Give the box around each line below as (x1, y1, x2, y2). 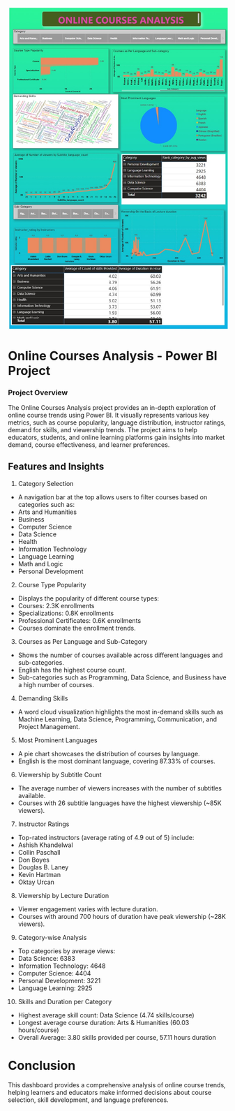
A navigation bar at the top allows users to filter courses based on (17, 492, 208, 501)
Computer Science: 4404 (17, 969, 91, 977)
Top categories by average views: (17, 946, 116, 955)
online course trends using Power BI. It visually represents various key (8, 411, 210, 419)
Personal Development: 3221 (17, 976, 101, 985)
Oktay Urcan (17, 878, 55, 886)
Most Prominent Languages (17, 736, 98, 744)
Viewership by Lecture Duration (17, 891, 109, 899)
